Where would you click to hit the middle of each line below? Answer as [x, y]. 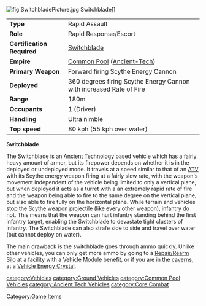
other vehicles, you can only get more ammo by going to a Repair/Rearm [98, 253]
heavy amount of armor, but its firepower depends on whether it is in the [98, 163]
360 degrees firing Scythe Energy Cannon [129, 81]
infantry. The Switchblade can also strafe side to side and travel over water [101, 228]
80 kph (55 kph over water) [108, 129]
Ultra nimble [85, 119]
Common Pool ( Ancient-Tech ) [112, 61]
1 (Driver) [82, 109]
